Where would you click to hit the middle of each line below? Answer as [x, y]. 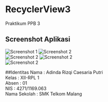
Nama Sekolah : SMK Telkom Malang [44, 94]
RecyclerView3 [38, 9]
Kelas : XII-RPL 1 [22, 78]
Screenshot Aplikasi [38, 39]
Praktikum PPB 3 [23, 23]
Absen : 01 [16, 83]
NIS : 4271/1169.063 [26, 88]
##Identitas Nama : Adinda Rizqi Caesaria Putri [54, 72]
